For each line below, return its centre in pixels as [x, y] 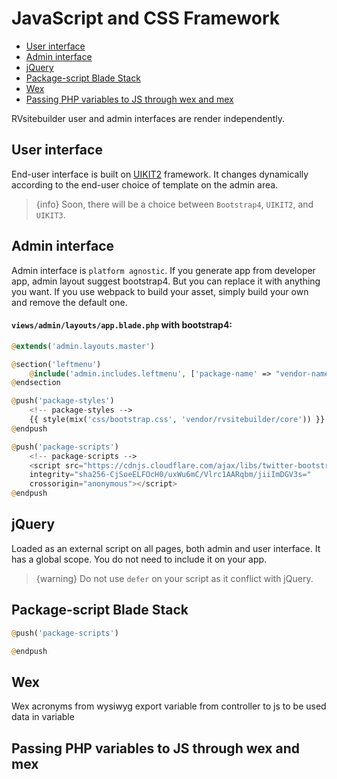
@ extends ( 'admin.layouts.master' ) [83, 346]
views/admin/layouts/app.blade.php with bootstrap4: [122, 325]
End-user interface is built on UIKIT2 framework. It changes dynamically [160, 174]
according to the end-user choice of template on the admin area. [145, 184]
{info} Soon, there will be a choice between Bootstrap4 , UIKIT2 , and [174, 204]
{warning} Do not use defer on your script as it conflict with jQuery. [174, 578]
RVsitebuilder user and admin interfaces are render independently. [148, 118]
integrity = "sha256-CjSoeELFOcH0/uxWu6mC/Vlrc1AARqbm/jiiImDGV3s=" [170, 475]
